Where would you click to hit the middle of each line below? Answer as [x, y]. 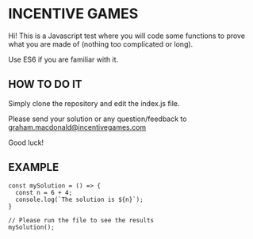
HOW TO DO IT [45, 84]
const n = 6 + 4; [44, 192]
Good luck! [26, 142]
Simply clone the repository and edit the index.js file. [94, 103]
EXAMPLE [34, 167]
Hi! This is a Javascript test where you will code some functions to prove [127, 36]
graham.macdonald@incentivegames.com [77, 127]
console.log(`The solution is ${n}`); [80, 199]
